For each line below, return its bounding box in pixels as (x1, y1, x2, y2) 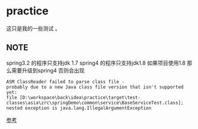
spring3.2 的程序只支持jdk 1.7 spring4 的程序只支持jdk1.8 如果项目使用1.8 (6, 59, 186, 67)
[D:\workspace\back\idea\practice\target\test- (19, 94, 141, 100)
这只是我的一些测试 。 (6, 25, 61, 32)
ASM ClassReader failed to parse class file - (6, 79, 125, 85)
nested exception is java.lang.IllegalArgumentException (6, 105, 152, 111)
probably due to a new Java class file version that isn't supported (6, 84, 184, 90)
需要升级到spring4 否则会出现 (11, 67, 85, 74)
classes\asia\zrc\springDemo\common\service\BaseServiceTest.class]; (6, 100, 184, 106)
